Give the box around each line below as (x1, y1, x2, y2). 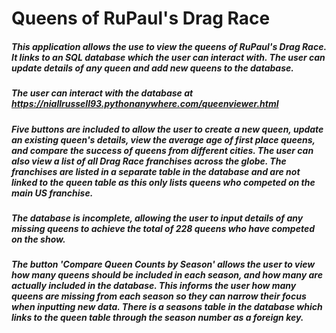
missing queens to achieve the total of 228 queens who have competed (11, 222, 316, 234)
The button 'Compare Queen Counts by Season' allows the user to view (11, 258, 316, 271)
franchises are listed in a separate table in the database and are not (11, 165, 301, 177)
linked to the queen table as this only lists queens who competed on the (11, 176, 316, 188)
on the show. (11, 233, 66, 245)
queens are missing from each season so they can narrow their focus (11, 290, 307, 302)
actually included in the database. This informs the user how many (11, 280, 297, 292)
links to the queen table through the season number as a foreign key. (11, 312, 304, 324)
